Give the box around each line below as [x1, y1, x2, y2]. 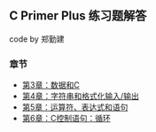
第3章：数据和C [21, 80, 80, 90]
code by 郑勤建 [9, 34, 65, 44]
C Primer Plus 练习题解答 [9, 8, 147, 24]
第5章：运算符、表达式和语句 [21, 102, 129, 113]
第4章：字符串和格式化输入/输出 [21, 91, 139, 102]
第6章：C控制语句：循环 [21, 113, 111, 124]
